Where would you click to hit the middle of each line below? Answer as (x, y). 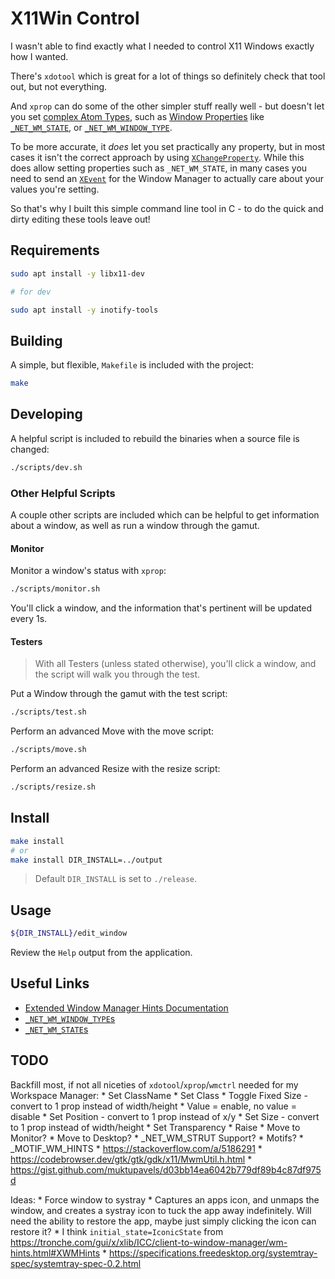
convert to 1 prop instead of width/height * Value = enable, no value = (153, 1106)
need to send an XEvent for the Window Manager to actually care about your (167, 178)
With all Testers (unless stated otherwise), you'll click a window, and (175, 664)
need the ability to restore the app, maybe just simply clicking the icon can (163, 1221)
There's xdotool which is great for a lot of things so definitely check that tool (168, 76)
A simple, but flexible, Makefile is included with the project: (132, 365)
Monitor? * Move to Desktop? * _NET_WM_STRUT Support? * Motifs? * (157, 1138)
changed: (30, 449)
